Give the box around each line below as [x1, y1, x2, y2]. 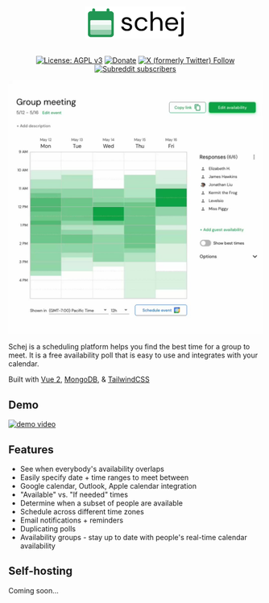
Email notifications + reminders [19, 515, 123, 525]
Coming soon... [8, 585, 59, 595]
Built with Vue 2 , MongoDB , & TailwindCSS [8, 374, 151, 384]
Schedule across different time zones [19, 506, 145, 516]
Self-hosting [8, 564, 73, 578]
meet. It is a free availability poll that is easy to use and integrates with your [8, 350, 259, 360]
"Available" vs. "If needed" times [19, 489, 129, 499]
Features [8, 443, 54, 456]
